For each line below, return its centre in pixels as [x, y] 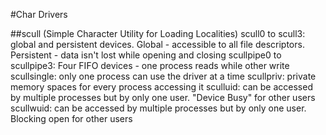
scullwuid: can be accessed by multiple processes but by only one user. [158, 108]
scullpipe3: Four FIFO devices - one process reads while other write [150, 65]
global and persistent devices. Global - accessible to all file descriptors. [157, 44]
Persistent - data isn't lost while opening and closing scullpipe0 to [146, 55]
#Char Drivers [39, 14]
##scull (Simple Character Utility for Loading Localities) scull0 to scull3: [158, 33]
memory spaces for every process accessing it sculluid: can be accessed [161, 87]
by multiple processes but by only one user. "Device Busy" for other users [163, 97]
